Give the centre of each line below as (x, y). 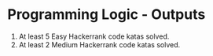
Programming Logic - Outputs (106, 15)
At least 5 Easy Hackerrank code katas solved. (94, 36)
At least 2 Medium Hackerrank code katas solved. (99, 44)
